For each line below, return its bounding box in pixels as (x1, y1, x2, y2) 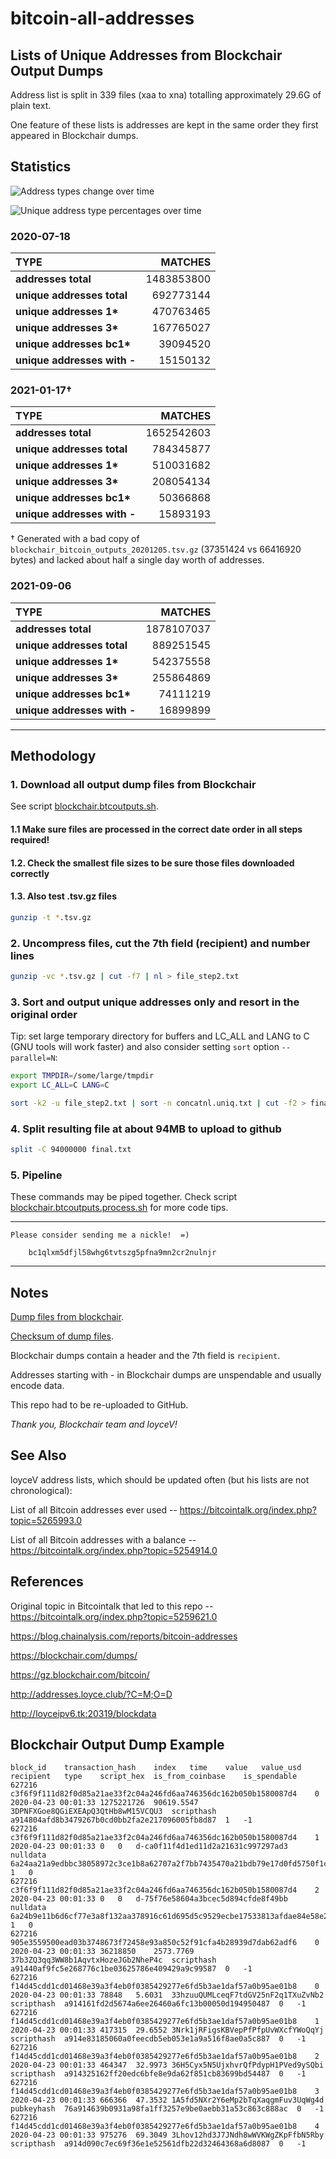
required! (10, 833, 50, 846)
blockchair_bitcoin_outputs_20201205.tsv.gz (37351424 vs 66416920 (10, 543, 302, 556)
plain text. (10, 100, 52, 111)
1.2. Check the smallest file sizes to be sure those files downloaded (10, 857, 295, 869)
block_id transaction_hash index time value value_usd (10, 1763, 302, 1773)
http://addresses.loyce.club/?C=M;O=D (10, 1688, 173, 1700)
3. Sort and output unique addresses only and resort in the (10, 995, 300, 1009)
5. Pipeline (10, 1168, 63, 1182)
